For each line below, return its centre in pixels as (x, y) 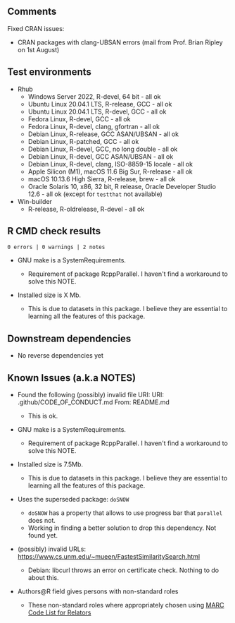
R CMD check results (54, 231)
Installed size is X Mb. (49, 295)
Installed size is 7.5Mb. (50, 464)
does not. (42, 521)
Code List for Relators (59, 612)
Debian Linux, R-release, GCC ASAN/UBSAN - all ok (103, 134)
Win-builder (35, 201)
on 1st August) (38, 49)
